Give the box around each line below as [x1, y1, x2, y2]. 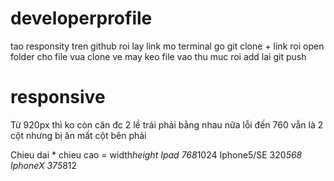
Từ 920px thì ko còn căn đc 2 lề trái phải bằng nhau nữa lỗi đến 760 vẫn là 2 [10, 118, 324, 131]
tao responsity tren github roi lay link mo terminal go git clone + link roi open [10, 40, 325, 52]
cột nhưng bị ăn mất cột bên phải [10, 129, 147, 141]
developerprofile [10, 7, 153, 30]
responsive [10, 86, 106, 109]
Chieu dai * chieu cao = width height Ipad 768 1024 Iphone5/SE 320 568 [10, 148, 303, 161]
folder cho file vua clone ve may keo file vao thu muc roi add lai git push [10, 50, 307, 62]
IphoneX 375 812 [10, 159, 78, 171]
